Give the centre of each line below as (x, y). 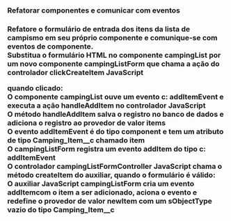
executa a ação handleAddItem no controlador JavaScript (106, 106)
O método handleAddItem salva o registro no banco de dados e (115, 115)
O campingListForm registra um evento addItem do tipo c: (107, 149)
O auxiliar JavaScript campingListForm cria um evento (101, 184)
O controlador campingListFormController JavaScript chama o (115, 167)
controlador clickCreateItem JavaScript (75, 72)
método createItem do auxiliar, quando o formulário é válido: (111, 175)
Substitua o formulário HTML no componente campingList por (114, 55)
